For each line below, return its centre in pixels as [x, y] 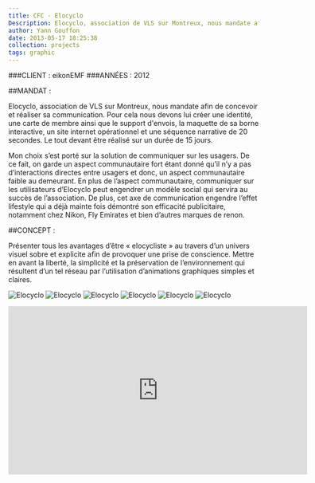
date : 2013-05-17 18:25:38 [53, 38]
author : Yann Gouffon [44, 30]
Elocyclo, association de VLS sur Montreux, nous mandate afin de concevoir [133, 106]
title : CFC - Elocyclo [46, 16]
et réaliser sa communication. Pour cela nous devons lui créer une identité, [130, 115]
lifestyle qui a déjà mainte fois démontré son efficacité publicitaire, [117, 206]
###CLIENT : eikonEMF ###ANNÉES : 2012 [79, 75]
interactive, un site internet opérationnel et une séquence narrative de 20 [128, 132]
